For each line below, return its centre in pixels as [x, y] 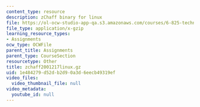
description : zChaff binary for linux [54, 17]
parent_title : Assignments [40, 51]
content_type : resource [36, 12]
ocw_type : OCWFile [29, 45]
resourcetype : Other [32, 61]
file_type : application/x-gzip [45, 28]
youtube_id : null [33, 95]
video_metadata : [26, 89]
